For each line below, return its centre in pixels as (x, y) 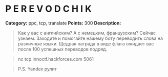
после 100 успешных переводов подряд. (62, 49)
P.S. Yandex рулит (37, 69)
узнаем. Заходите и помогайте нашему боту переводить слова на (90, 38)
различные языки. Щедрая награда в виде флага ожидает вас (86, 43)
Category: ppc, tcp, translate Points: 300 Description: (63, 23)
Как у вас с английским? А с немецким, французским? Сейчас (87, 33)
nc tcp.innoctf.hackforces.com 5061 (56, 59)
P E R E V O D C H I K (49, 9)
